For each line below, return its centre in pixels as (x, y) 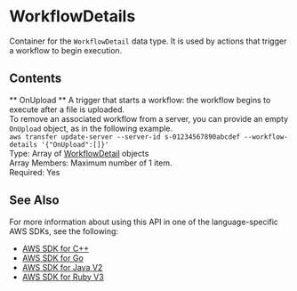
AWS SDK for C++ (55, 248)
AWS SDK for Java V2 (62, 267)
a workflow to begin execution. (66, 50)
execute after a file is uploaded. (67, 109)
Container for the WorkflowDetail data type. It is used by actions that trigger (148, 41)
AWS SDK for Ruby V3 (63, 277)
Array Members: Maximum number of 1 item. (91, 163)
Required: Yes (35, 172)
